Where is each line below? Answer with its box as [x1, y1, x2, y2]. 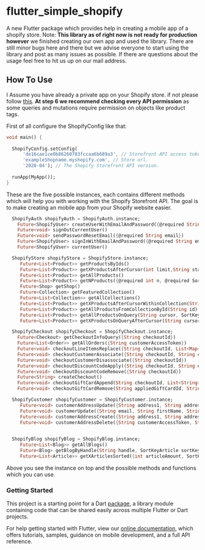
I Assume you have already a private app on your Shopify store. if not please [6, 91, 199, 98]
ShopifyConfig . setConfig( [12, 146, 78, 152]
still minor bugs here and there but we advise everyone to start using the [6, 44, 189, 51]
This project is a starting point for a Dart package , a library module [6, 500, 174, 507]
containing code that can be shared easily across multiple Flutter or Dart [6, 507, 188, 514]
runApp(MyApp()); [12, 174, 56, 180]
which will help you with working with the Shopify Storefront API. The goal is [6, 197, 198, 204]
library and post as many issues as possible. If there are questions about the [6, 50, 198, 58]
